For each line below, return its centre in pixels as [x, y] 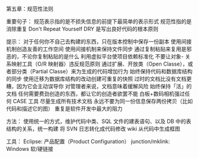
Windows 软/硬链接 [30, 149]
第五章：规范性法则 [30, 9]
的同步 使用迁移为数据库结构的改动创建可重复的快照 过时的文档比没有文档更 [99, 79]
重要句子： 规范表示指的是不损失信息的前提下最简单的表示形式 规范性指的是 [99, 21]
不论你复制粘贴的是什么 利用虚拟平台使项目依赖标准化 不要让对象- [103, 56]
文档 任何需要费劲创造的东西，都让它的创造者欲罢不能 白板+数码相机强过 [96, 94]
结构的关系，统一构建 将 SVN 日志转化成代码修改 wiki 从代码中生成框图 [93, 129]
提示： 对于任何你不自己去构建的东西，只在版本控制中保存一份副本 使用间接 [99, 41]
